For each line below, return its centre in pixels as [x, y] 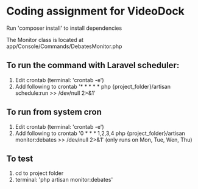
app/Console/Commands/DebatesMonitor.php [64, 46]
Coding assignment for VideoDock [95, 11]
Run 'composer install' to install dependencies [64, 28]
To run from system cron [54, 112]
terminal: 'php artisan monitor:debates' [64, 180]
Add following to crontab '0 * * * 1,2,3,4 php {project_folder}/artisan [100, 133]
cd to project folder [39, 173]
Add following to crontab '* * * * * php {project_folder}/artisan [93, 86]
